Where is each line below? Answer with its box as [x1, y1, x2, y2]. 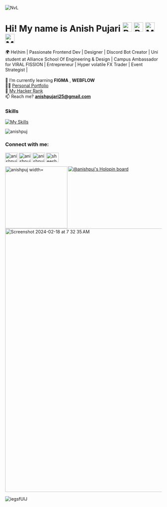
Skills [5, 107, 19, 114]
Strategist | [5, 67, 28, 72]
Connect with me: [5, 141, 49, 148]
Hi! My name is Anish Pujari [5, 23, 121, 34]
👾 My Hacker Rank [5, 87, 43, 94]
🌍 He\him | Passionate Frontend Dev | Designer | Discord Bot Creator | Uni [5, 49, 158, 55]
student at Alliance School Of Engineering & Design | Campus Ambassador [5, 56, 158, 62]
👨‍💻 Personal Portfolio [5, 82, 49, 88]
